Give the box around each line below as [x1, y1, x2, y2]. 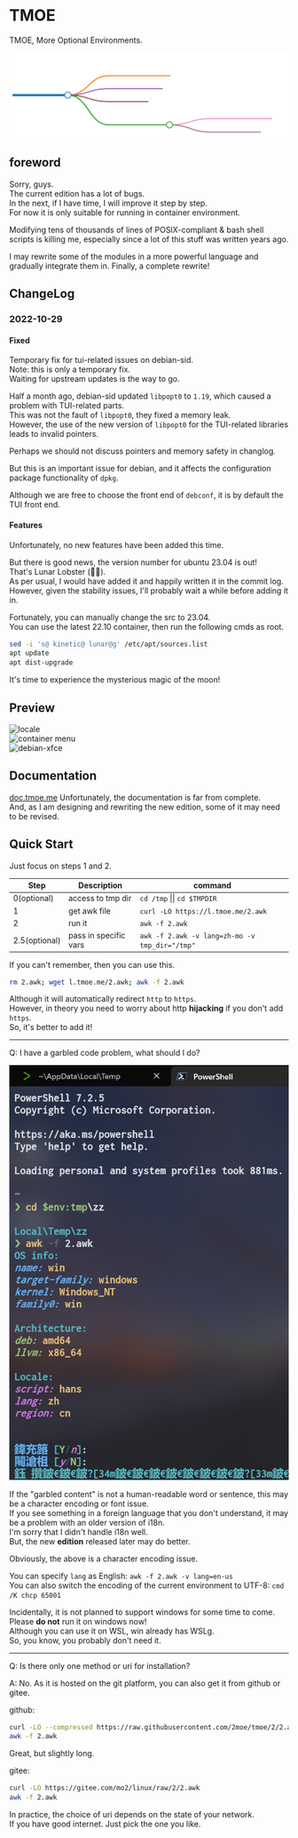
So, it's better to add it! [9, 1022, 93, 1033]
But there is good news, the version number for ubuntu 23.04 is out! [9, 557, 257, 568]
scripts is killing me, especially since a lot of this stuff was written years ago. [9, 233, 289, 245]
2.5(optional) [12, 935, 61, 946]
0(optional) [12, 893, 54, 904]
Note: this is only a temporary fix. [9, 364, 131, 375]
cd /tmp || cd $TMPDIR [139, 893, 217, 904]
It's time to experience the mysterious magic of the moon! [9, 674, 221, 685]
